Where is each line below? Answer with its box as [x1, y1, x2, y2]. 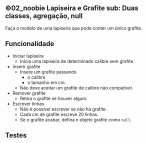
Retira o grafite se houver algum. [19, 95, 87, 101]
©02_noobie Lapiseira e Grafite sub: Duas [5, 4, 139, 12]
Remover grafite [12, 90, 46, 96]
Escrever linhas [12, 100, 44, 106]
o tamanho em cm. [27, 79, 66, 85]
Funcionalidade [5, 39, 54, 48]
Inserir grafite [12, 63, 41, 69]
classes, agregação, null [5, 12, 83, 20]
